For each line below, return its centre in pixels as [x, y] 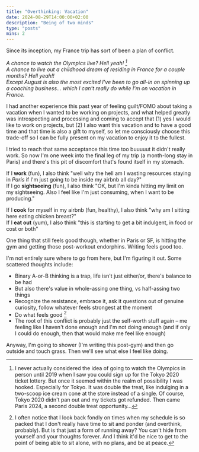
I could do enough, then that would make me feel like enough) [90, 333]
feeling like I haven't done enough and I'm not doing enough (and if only [102, 327]
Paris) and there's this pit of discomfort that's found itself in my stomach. [95, 161]
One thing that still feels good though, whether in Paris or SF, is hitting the [96, 240]
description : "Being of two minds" [50, 23]
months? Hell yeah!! [31, 75]
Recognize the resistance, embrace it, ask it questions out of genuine [99, 301]
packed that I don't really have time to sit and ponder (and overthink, [98, 424]
